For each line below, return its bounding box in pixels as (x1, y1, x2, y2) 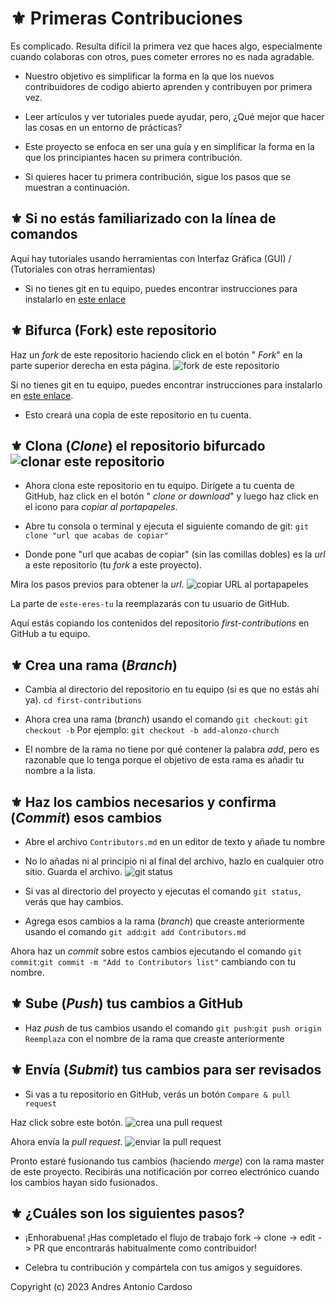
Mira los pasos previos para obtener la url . (10, 578, 185, 591)
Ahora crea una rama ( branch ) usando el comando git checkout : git (24, 713, 309, 726)
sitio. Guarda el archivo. (24, 866, 123, 877)
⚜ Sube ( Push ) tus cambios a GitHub (10, 995, 243, 1012)
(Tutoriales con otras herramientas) (10, 263, 156, 275)
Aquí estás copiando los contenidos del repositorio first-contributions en (10, 617, 310, 629)
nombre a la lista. (24, 765, 97, 777)
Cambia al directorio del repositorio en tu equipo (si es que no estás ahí (24, 683, 320, 696)
